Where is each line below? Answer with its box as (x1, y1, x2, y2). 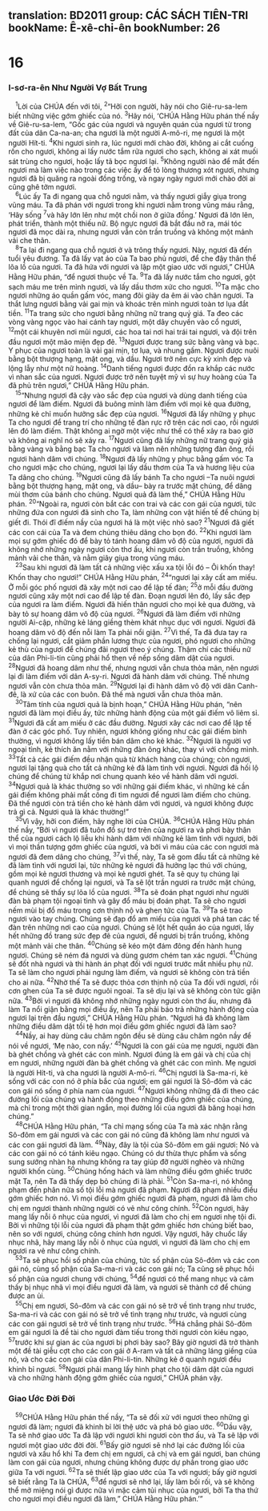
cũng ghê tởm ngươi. (8, 182, 77, 191)
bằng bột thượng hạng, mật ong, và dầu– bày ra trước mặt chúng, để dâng (8, 481, 252, 490)
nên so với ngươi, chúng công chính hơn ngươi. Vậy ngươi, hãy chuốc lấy (8, 1229, 248, 1238)
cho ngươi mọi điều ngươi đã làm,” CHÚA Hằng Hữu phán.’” (8, 1494, 203, 1504)
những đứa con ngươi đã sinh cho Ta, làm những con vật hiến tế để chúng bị (8, 508, 260, 518)
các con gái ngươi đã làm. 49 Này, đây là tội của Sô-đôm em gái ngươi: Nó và (8, 1138, 259, 1149)
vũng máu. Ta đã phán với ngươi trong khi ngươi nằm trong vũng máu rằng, (8, 200, 254, 210)
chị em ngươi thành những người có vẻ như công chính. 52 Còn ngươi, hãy (8, 1202, 250, 1213)
